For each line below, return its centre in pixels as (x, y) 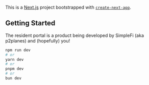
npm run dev (18, 50)
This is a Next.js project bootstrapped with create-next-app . (68, 7)
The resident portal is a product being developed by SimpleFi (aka (75, 35)
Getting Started (30, 23)
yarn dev (15, 59)
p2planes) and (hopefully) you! (38, 40)
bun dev (14, 78)
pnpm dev (15, 69)
